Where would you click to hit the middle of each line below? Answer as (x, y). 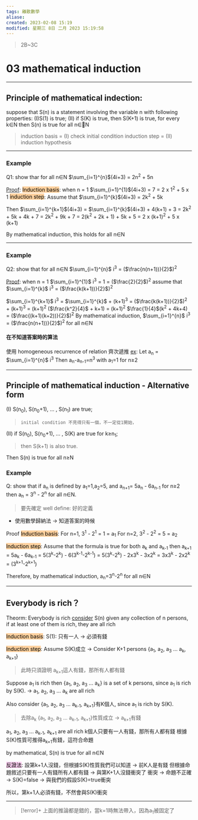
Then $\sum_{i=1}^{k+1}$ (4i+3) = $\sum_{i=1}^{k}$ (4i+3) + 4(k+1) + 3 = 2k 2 (99, 209)
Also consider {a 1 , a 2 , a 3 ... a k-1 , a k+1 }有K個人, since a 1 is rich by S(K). (90, 705)
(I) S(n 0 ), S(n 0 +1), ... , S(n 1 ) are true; (49, 410)
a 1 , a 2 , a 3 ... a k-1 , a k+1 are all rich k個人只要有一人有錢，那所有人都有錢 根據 (97, 732)
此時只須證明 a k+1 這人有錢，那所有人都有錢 (72, 670)
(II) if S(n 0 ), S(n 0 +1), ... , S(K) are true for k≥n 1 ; (62, 434)
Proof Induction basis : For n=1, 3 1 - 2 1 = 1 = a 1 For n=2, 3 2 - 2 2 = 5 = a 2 (92, 534)
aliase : (16, 17)
